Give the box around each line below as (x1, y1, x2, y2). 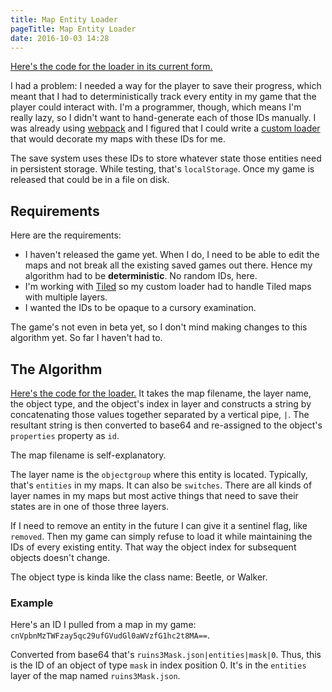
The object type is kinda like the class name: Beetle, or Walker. (10, 571, 268, 583)
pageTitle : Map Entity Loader (10, 24, 137, 34)
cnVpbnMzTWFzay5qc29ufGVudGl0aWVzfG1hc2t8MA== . (10, 629, 211, 641)
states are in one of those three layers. (10, 501, 170, 512)
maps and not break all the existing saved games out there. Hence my (24, 259, 313, 271)
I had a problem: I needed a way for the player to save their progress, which (10, 80, 322, 92)
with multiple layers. (24, 291, 108, 303)
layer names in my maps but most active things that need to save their (10, 490, 299, 501)
